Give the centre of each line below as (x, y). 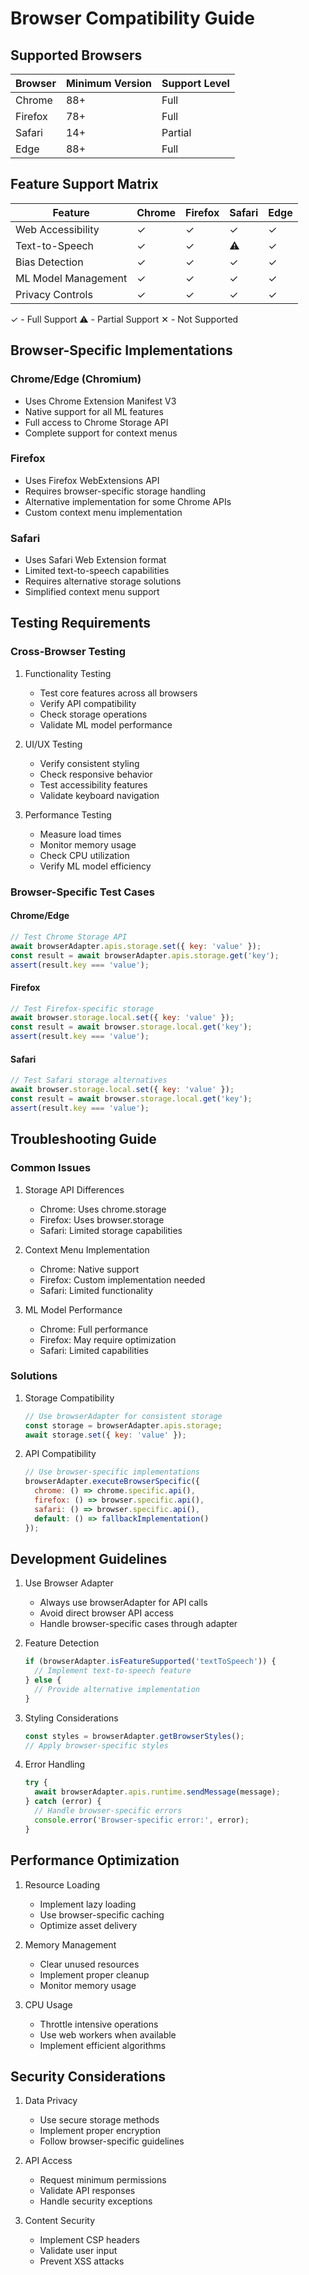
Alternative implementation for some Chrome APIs (128, 501)
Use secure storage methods (99, 2120)
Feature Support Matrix (84, 184)
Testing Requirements (80, 623)
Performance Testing (68, 814)
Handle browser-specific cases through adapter (138, 1624)
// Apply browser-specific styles (96, 1745)
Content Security (60, 2221)
